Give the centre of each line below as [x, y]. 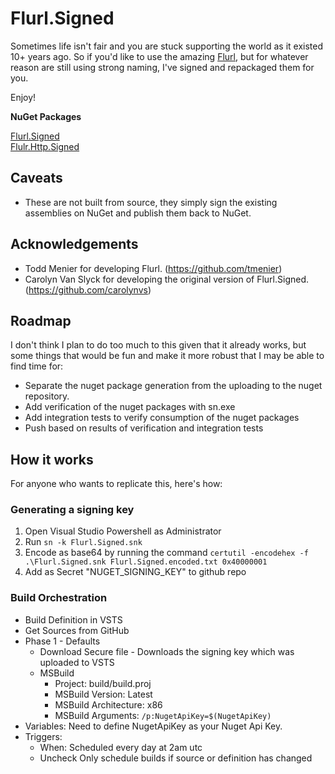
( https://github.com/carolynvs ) [88, 289]
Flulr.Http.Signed [45, 146]
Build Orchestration [59, 598]
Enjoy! [23, 97]
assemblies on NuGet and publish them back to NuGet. [138, 213]
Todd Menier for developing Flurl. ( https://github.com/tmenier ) [153, 268]
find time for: [37, 366]
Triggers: [43, 736]
